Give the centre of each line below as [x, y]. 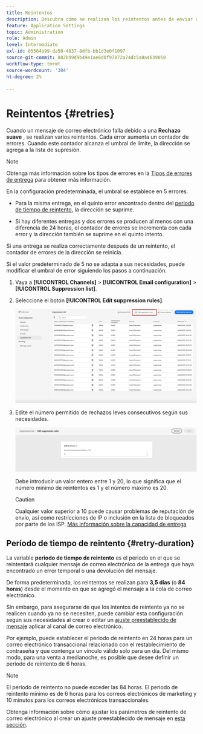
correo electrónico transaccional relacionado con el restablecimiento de [96, 644]
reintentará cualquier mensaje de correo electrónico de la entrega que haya [100, 564]
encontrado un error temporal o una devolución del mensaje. [82, 571]
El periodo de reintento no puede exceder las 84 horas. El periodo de [92, 687]
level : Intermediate [32, 45]
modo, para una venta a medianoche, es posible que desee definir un [93, 658]
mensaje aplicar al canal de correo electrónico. [65, 626]
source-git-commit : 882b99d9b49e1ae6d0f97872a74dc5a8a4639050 [86, 58]
